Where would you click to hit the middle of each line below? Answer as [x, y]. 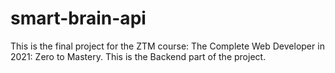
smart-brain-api [78, 18]
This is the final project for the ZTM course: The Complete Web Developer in [167, 46]
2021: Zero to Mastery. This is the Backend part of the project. [138, 56]
